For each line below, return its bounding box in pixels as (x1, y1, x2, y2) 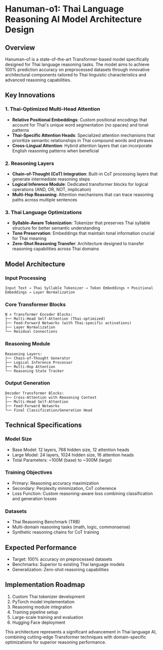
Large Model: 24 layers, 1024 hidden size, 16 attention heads (12, 451, 134, 458)
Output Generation (5, 379, 50, 386)
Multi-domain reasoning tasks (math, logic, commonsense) (12, 524, 130, 530)
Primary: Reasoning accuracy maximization (12, 480, 99, 486)
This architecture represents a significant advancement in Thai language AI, (5, 629, 157, 634)
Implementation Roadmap (5, 580, 85, 589)
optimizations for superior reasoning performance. (5, 639, 107, 645)
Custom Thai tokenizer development (12, 594, 85, 599)
